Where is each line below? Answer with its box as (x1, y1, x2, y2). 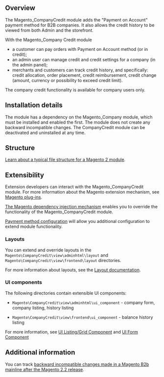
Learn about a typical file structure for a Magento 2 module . (5, 156, 126, 163)
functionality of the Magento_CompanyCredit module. (5, 209, 114, 215)
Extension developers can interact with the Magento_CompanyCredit (5, 184, 144, 190)
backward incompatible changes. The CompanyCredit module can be (5, 124, 145, 130)
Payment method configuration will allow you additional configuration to (5, 219, 150, 224)
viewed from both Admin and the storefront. (5, 27, 94, 33)
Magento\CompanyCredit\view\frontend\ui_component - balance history (12, 314, 153, 320)
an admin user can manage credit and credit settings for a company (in (12, 56, 156, 63)
